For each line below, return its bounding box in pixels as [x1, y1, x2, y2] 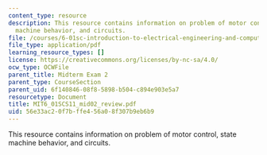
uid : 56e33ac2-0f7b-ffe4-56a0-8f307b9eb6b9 [8, 108, 155, 116]
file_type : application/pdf [8, 41, 102, 49]
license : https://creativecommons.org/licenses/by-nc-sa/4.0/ [8, 56, 219, 64]
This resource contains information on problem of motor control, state [8, 130, 237, 139]
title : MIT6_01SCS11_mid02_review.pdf [8, 100, 137, 108]
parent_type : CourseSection [8, 78, 102, 86]
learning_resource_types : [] [8, 48, 105, 56]
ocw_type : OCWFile [8, 64, 69, 72]
